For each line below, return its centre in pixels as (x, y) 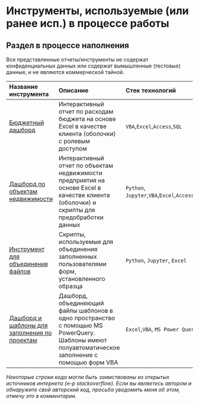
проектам (23, 340)
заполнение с (78, 355)
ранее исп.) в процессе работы (88, 23)
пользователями (82, 264)
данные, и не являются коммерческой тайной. (65, 72)
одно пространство (87, 318)
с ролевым (74, 141)
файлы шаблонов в (86, 311)
